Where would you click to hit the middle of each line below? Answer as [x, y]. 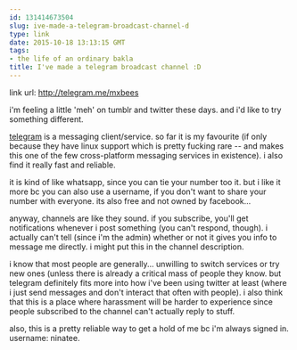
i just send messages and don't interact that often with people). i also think [146, 292]
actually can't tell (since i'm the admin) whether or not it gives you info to [143, 237]
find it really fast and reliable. [62, 165]
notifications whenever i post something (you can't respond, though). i [139, 227]
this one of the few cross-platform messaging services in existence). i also [146, 155]
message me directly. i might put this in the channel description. [127, 247]
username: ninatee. [45, 338]
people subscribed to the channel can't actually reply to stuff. [122, 311]
